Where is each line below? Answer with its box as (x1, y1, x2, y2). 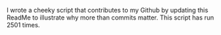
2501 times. (6, 21, 40, 29)
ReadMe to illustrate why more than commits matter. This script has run (6, 13, 215, 22)
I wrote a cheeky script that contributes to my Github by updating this (6, 6, 209, 14)
